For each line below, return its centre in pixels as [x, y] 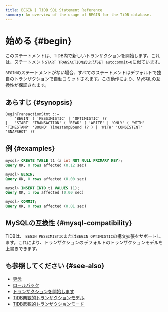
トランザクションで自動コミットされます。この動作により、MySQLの [85, 79]
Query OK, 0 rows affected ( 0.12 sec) [46, 165]
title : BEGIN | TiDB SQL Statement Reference [54, 10]
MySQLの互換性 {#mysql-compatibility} [69, 223]
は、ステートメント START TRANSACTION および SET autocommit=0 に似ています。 [84, 62]
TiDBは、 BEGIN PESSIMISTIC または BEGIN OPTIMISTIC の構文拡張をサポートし [83, 236]
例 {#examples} [30, 148]
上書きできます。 [23, 248]
